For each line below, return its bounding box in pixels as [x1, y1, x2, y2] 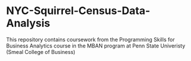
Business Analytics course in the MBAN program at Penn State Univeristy [6, 42, 186, 49]
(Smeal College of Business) [6, 48, 76, 55]
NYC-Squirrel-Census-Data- [6, 4, 151, 18]
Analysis [6, 16, 50, 30]
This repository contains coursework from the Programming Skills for [6, 36, 175, 43]
